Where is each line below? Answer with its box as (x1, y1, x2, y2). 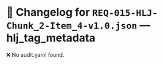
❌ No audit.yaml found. (6, 51, 64, 58)
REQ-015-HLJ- (92, 7, 158, 19)
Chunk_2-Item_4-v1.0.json (6, 21, 137, 32)
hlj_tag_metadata (6, 31, 95, 45)
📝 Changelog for (6, 5, 90, 19)
